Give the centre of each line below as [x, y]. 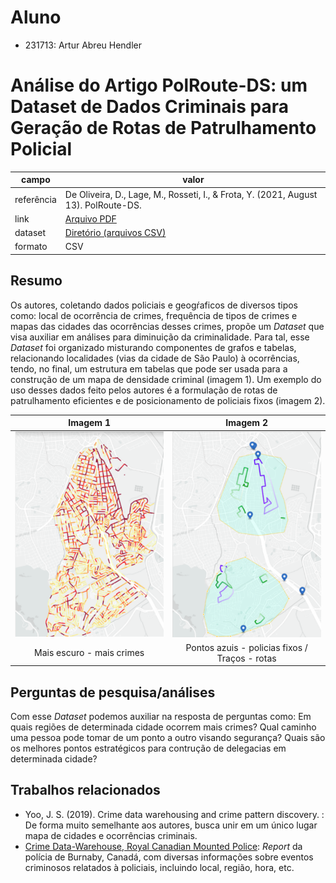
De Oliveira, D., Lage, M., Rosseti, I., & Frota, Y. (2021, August [191, 194]
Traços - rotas [246, 658]
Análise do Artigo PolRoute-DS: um [159, 85]
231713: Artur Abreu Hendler [83, 45]
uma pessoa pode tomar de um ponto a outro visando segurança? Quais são [168, 738]
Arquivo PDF [90, 218]
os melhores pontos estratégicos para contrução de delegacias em [148, 748]
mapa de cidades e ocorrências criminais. [111, 835]
